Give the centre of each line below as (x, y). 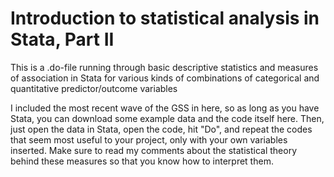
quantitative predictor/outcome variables (94, 88)
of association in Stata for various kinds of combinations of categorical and (165, 78)
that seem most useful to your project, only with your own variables (149, 139)
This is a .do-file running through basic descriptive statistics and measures (164, 67)
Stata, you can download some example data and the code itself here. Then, (167, 118)
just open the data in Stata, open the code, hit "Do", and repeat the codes (161, 129)
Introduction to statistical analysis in (165, 18)
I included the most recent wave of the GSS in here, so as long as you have (165, 108)
